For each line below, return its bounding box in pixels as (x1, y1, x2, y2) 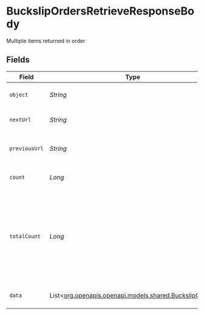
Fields (6, 55, 30, 65)
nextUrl (9, 116, 32, 123)
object (9, 91, 29, 98)
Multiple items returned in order (6, 37, 86, 44)
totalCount (9, 233, 41, 240)
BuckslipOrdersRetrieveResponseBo (6, 4, 194, 18)
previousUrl (9, 145, 44, 152)
